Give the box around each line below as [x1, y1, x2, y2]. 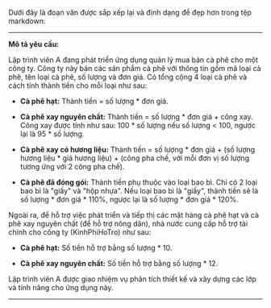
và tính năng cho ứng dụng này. [8, 283, 114, 292]
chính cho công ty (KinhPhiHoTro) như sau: [8, 227, 152, 237]
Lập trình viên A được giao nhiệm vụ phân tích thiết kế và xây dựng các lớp [8, 274, 256, 284]
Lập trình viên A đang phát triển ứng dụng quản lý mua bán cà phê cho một [8, 55, 258, 65]
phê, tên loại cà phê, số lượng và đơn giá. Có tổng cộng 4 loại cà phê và [8, 73, 248, 81]
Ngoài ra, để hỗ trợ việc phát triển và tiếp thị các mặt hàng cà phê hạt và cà [8, 210, 260, 219]
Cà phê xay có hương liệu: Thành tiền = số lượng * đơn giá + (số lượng [19, 145, 256, 154]
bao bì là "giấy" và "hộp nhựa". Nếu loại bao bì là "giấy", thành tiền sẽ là [19, 186, 259, 195]
